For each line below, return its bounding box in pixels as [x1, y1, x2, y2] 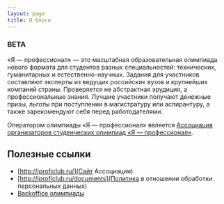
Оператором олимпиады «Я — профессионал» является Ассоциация [7, 120, 214, 129]
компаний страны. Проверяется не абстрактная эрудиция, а [7, 85, 188, 93]
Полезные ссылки [7, 148, 91, 160]
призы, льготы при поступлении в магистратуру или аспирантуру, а [7, 100, 210, 108]
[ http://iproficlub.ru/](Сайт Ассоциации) [17, 166, 134, 175]
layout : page [7, 10, 45, 17]
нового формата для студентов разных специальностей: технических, [7, 63, 217, 71]
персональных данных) [17, 182, 88, 190]
